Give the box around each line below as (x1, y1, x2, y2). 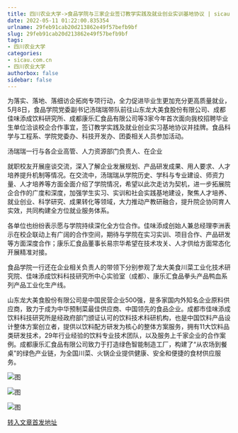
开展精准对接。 (7, 248, 51, 257)
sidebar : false (7, 76, 52, 84)
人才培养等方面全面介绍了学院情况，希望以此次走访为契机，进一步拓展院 (19, 180, 231, 189)
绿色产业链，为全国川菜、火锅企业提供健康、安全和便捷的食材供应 (22, 349, 215, 358)
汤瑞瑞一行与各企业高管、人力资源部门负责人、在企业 (7, 147, 163, 156)
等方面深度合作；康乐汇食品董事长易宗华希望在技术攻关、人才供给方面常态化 (7, 239, 231, 248)
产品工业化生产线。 (13, 281, 69, 289)
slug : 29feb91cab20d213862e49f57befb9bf (7, 30, 129, 38)
